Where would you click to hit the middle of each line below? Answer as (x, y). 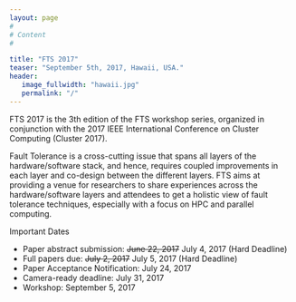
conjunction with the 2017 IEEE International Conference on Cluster (134, 129)
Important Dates (39, 231)
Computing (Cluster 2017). (58, 138)
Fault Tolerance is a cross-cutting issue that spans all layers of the (133, 156)
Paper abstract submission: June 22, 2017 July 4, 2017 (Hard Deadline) (155, 248)
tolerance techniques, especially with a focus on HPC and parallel (132, 204)
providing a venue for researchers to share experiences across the (134, 185)
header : (24, 77)
